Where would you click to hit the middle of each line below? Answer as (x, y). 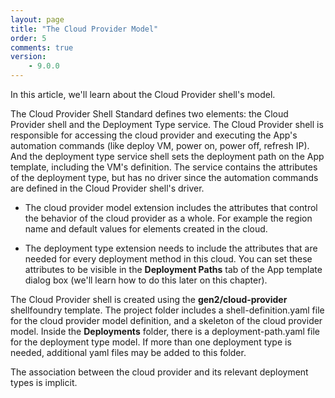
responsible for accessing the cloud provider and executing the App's (154, 135)
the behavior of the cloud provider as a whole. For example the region (168, 218)
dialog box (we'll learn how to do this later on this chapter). (146, 280)
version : (28, 57)
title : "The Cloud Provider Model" (84, 29)
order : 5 (28, 38)
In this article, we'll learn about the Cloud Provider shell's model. (143, 94)
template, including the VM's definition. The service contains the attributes (164, 167)
